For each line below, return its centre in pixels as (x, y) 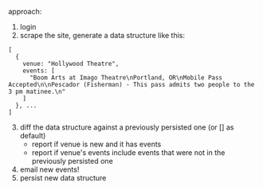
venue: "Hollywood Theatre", (71, 64)
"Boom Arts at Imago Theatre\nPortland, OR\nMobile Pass (126, 78)
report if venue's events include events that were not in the (128, 153)
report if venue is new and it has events (96, 144)
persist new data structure (63, 178)
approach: (25, 12)
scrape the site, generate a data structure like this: (102, 35)
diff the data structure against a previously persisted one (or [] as (127, 127)
